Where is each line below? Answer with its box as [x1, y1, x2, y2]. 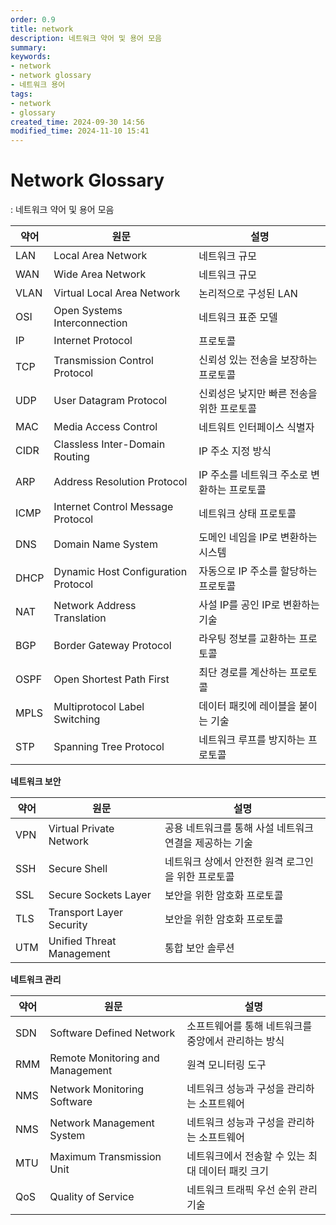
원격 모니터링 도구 [186, 1058, 267, 1072]
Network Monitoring [49, 1082, 145, 1096]
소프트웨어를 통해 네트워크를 [186, 1019, 313, 1033]
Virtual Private [48, 822, 115, 836]
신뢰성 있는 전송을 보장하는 [198, 353, 318, 367]
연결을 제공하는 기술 [164, 836, 253, 850]
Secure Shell [48, 862, 108, 876]
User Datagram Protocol [53, 394, 168, 408]
